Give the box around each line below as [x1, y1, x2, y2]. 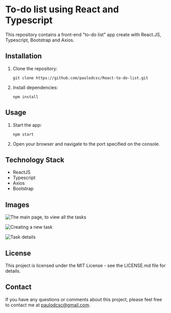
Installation [5, 52, 42, 61]
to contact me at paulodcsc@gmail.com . [5, 302, 91, 308]
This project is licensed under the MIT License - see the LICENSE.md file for [5, 263, 166, 268]
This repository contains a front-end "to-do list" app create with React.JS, [5, 31, 161, 37]
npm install [12, 94, 38, 100]
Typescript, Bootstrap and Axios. [5, 37, 75, 43]
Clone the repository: [12, 65, 58, 71]
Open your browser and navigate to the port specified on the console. [12, 141, 160, 147]
